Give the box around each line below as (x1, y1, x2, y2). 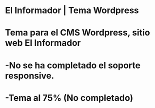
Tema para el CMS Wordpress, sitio (5, 27, 150, 38)
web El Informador (5, 37, 81, 49)
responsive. (5, 70, 55, 81)
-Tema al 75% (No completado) (5, 92, 134, 103)
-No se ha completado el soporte (5, 60, 140, 71)
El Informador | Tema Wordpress (5, 5, 139, 16)
